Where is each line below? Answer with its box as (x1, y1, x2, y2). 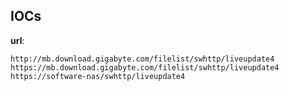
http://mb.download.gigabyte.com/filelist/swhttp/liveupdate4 (10, 54, 275, 64)
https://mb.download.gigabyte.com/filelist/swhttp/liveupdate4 (10, 62, 280, 73)
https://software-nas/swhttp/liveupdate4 (10, 71, 186, 81)
